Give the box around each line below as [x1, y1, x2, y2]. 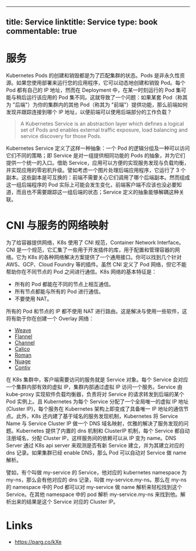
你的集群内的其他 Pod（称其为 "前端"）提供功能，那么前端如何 [37, 101, 188, 108]
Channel [14, 339, 35, 346]
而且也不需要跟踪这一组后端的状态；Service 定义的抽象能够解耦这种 [16, 188, 179, 196]
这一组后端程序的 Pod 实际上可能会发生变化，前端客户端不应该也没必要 [6, 181, 177, 188]
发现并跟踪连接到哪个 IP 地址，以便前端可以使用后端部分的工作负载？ [6, 109, 172, 116]
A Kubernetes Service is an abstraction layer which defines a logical [20, 120, 184, 128]
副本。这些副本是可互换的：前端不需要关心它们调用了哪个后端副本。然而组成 [6, 174, 190, 181]
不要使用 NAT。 [14, 295, 52, 302]
